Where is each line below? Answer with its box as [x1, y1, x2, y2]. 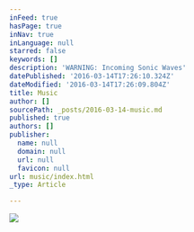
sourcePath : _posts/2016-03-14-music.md [9, 105, 163, 114]
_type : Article [9, 181, 66, 190]
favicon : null [17, 164, 70, 173]
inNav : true [9, 30, 54, 39]
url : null [17, 155, 54, 165]
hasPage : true [9, 22, 63, 31]
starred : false [9, 47, 66, 56]
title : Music [9, 88, 58, 97]
